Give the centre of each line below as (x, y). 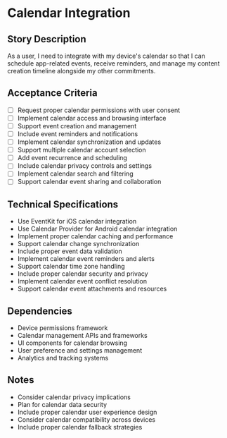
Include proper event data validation (70, 251)
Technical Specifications (63, 204)
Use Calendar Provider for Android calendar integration (97, 229)
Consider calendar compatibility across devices (86, 419)
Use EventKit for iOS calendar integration (77, 221)
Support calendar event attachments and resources (92, 289)
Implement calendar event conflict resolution (82, 281)
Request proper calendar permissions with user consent (99, 110)
